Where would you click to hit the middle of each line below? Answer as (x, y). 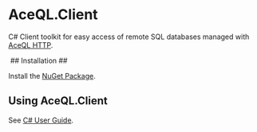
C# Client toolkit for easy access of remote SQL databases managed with (129, 37)
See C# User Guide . (41, 120)
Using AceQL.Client (58, 101)
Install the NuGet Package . (52, 76)
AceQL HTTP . (31, 45)
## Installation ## (39, 60)
